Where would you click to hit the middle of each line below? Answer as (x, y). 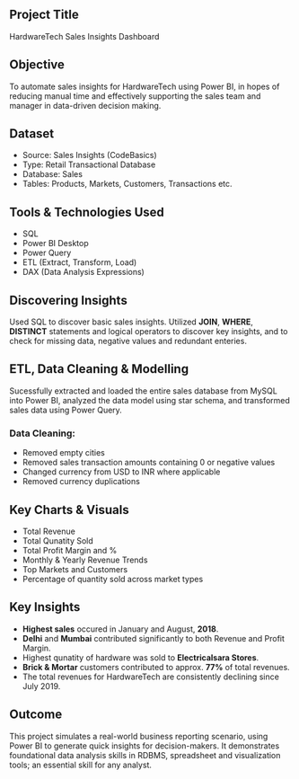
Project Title (44, 15)
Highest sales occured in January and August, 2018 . (120, 629)
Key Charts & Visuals (69, 510)
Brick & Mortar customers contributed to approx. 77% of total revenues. (156, 667)
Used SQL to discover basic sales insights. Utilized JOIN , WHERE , (131, 322)
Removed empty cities (63, 453)
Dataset (32, 134)
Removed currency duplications (81, 482)
